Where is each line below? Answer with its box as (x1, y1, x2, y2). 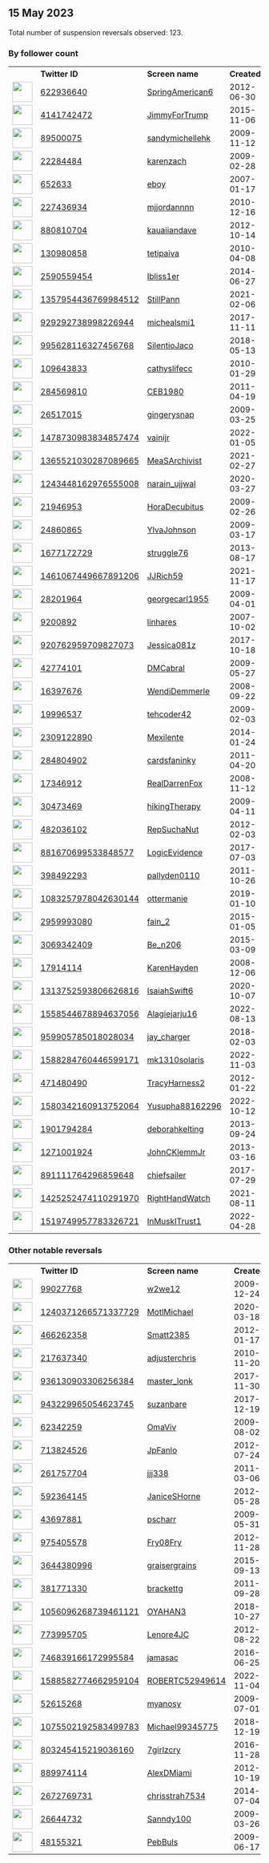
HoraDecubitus (147, 501, 204, 512)
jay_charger (147, 1032, 191, 1043)
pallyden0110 (147, 870, 200, 881)
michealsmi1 (147, 317, 195, 328)
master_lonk (147, 1376, 194, 1387)
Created (229, 68, 262, 79)
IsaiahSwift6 (147, 985, 194, 996)
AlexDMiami (147, 1768, 192, 1779)
